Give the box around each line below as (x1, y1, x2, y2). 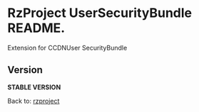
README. (7, 20, 66, 36)
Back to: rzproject (7, 96, 60, 105)
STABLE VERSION (7, 83, 61, 91)
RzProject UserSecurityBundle (7, 5, 193, 21)
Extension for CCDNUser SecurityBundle (7, 43, 128, 52)
